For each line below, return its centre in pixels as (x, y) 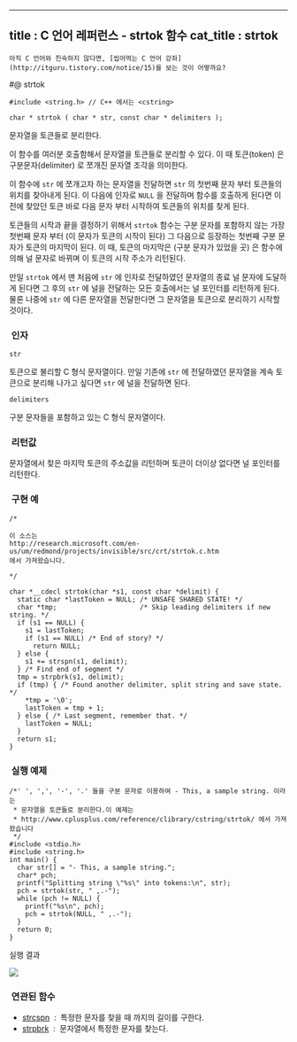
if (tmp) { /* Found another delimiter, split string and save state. (150, 684)
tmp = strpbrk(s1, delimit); (71, 677)
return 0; (35, 929)
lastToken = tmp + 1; (65, 708)
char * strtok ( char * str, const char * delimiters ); (116, 117)
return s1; (37, 739)
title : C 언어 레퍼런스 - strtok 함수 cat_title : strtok (144, 36)
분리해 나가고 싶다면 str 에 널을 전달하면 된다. (111, 383)
